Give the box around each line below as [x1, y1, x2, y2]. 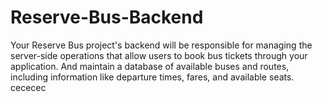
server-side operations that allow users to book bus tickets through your [10, 49, 308, 61]
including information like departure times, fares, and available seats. [10, 71, 295, 83]
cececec [10, 81, 47, 93]
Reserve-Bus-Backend [10, 6, 204, 29]
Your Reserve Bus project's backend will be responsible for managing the [10, 39, 313, 51]
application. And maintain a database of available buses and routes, [10, 60, 290, 72]
